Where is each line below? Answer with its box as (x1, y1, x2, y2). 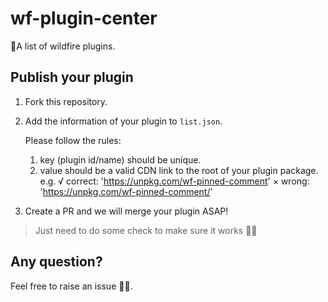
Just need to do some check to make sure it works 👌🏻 (34, 224, 258, 236)
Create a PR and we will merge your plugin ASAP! (24, 205, 229, 217)
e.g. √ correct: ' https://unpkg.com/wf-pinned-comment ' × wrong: (39, 175, 310, 187)
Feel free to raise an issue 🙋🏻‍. (10, 280, 133, 292)
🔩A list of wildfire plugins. (10, 40, 116, 52)
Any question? (10, 253, 103, 271)
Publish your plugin (10, 69, 134, 86)
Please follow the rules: (24, 134, 122, 146)
